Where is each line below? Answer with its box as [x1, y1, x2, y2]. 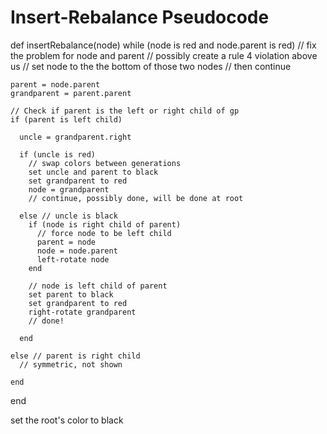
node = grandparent [28, 184, 110, 195]
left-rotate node [36, 254, 110, 265]
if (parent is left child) [10, 114, 123, 125]
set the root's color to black [10, 414, 124, 426]
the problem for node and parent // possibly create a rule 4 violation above [10, 49, 318, 61]
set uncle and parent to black [28, 167, 159, 177]
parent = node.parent [10, 79, 101, 90]
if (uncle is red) [19, 149, 97, 160]
